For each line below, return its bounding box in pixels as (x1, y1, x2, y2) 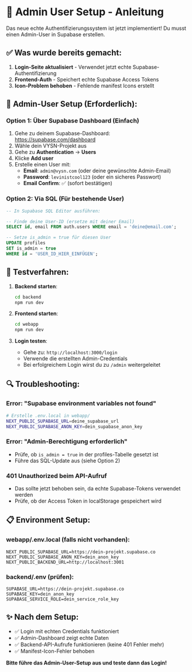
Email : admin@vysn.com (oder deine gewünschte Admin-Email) (23, 167, 172, 175)
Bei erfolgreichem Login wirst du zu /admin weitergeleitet (23, 361, 161, 369)
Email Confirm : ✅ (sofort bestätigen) (23, 180, 113, 187)
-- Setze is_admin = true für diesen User (6, 234, 111, 241)
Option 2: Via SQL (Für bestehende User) (6, 195, 125, 203)
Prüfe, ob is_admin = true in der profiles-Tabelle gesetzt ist (14, 451, 159, 458)
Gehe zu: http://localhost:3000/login (23, 349, 118, 356)
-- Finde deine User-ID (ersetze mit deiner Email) (6, 219, 135, 224)
